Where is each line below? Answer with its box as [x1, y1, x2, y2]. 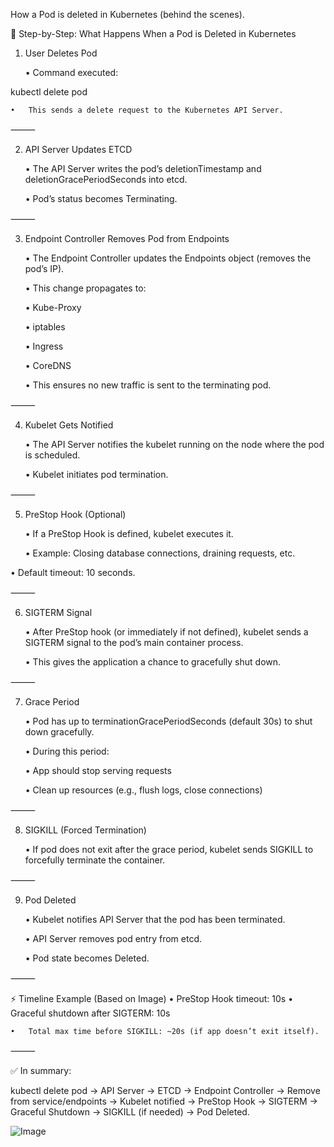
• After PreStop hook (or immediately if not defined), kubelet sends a [24, 626, 309, 638]
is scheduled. [24, 449, 81, 461]
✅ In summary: [10, 1065, 72, 1076]
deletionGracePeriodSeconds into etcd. [24, 174, 188, 185]
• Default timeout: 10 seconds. [10, 567, 136, 578]
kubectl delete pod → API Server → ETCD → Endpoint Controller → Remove [10, 1085, 321, 1096]
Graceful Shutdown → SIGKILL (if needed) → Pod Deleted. [10, 1106, 250, 1118]
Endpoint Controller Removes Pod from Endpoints [24, 233, 230, 244]
